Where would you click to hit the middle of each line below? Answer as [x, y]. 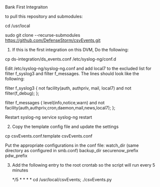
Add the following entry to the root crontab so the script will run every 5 [83, 165]
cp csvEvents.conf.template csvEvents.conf [49, 136]
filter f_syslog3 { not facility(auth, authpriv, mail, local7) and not [68, 88]
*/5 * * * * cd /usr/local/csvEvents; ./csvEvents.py [62, 179]
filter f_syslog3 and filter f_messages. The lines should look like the [72, 74]
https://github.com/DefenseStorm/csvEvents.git [53, 40]
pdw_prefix [16, 156]
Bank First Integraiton [26, 7]
